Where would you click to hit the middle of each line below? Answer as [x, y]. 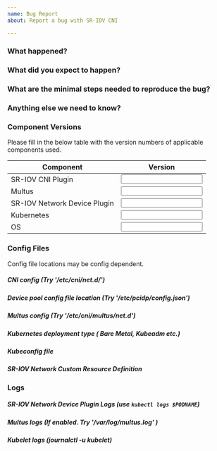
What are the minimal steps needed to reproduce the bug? [109, 89]
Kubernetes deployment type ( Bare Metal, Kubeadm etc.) [94, 333]
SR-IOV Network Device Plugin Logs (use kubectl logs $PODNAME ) [104, 404]
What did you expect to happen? [64, 70]
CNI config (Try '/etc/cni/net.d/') [56, 280]
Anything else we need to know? [64, 108]
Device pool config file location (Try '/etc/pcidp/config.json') [99, 298]
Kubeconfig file [31, 351]
